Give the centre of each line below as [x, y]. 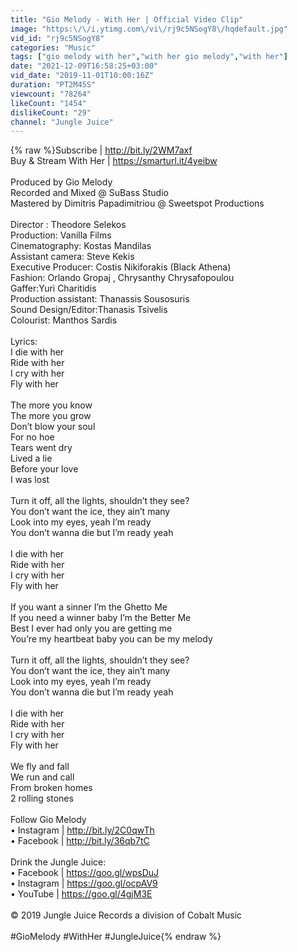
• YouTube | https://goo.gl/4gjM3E [81, 894]
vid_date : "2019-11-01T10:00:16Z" [82, 76]
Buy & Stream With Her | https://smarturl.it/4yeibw [114, 161]
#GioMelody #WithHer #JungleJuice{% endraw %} [116, 937]
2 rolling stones [42, 798]
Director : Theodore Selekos [68, 225]
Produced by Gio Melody [61, 182]
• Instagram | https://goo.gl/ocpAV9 [84, 883]
